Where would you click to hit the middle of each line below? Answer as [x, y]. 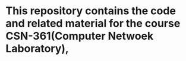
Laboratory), [37, 49]
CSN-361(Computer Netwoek [80, 36]
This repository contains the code [91, 11]
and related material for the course [93, 23]
